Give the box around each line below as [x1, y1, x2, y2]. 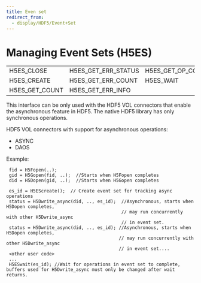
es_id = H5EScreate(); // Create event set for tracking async [8, 188, 172, 194]
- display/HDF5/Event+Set [11, 20, 77, 26]
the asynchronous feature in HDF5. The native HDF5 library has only [6, 108, 175, 115]
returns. [6, 272, 28, 278]
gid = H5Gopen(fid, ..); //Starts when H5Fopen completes [8, 172, 160, 179]
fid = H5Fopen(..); [8, 167, 58, 173]
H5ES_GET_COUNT [9, 86, 64, 95]
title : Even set [6, 8, 47, 15]
